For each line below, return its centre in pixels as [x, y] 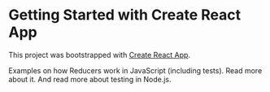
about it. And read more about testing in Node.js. [90, 79]
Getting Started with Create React [125, 15]
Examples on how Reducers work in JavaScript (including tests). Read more [135, 70]
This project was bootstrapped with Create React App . [100, 55]
